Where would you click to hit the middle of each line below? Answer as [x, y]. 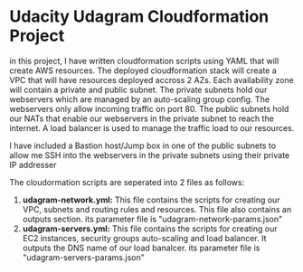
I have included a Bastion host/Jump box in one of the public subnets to [143, 145]
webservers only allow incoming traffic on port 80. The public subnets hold [149, 108]
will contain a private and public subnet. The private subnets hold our [138, 89]
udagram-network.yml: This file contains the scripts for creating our [151, 200]
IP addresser [33, 164]
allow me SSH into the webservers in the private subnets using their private [150, 155]
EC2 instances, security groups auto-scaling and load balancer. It [144, 238]
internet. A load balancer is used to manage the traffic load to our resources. [152, 127]
